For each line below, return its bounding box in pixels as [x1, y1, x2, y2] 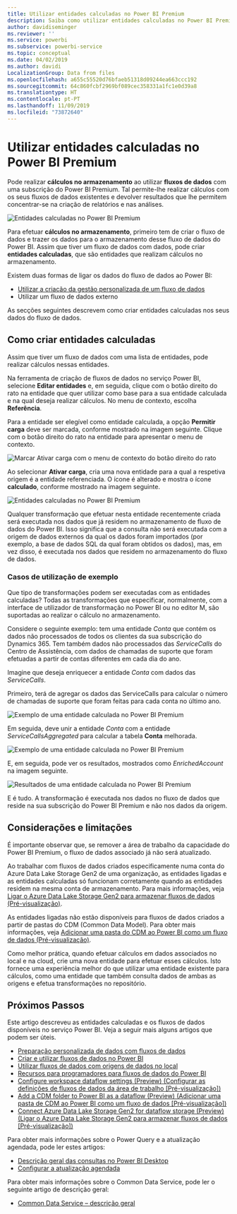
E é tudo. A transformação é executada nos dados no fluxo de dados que [7, 793, 220, 802]
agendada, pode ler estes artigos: [7, 1143, 106, 1151]
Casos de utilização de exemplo [7, 572, 119, 582]
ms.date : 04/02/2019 [7, 56, 68, 64]
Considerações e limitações [7, 822, 133, 834]
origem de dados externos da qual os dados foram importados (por [7, 532, 203, 541]
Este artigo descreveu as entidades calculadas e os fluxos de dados [7, 1018, 205, 1027]
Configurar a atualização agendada [17, 1164, 121, 1172]
